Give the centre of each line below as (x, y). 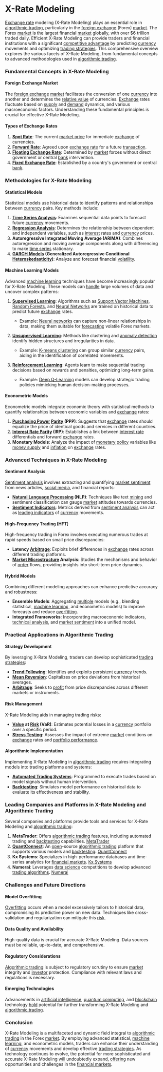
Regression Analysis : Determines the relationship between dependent (83, 228)
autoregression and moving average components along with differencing (85, 244)
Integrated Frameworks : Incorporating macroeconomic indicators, (79, 617)
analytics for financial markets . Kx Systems (69, 862)
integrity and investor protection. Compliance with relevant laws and (73, 972)
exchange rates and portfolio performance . (55, 740)
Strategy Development (28, 646)
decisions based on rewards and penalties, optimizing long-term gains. (83, 370)
